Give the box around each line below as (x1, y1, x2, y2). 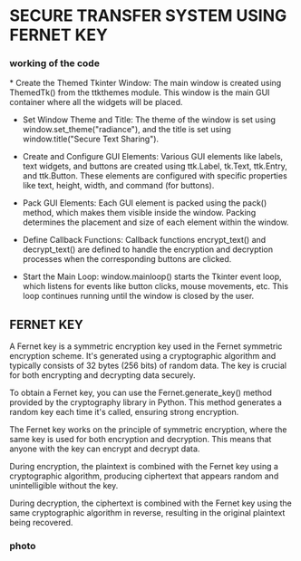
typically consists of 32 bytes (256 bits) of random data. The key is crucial (9, 360, 287, 372)
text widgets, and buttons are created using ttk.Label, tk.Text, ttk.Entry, (22, 160, 287, 172)
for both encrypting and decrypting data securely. (9, 370, 196, 381)
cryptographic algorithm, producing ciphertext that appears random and (9, 470, 279, 481)
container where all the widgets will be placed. (9, 97, 183, 108)
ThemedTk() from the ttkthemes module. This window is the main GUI (9, 87, 270, 98)
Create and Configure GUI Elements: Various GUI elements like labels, (22, 151, 284, 162)
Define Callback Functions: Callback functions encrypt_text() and (22, 235, 267, 246)
